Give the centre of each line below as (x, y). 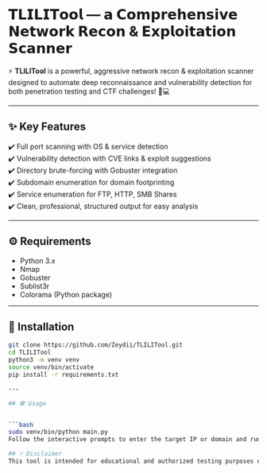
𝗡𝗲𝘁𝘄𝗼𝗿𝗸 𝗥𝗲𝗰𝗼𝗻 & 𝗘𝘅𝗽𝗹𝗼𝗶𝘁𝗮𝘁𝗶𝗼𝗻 (122, 31)
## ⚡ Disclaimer (35, 454)
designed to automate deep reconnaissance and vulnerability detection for (130, 82)
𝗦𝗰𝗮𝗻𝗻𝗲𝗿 (41, 48)
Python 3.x (37, 261)
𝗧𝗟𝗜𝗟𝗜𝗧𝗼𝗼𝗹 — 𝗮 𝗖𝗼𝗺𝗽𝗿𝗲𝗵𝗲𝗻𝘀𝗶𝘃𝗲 (123, 15)
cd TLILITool (30, 353)
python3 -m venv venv (44, 360)
